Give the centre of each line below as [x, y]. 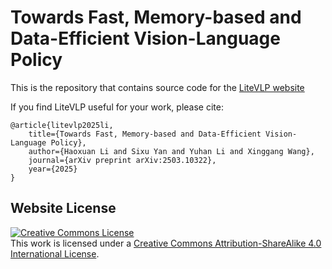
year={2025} [53, 169]
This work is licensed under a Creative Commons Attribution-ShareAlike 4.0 [166, 243]
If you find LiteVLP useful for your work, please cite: [117, 107]
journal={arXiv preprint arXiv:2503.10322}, [122, 160]
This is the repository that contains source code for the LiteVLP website [157, 87]
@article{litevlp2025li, [62, 125]
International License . [55, 253]
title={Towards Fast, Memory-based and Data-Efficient [145, 134]
